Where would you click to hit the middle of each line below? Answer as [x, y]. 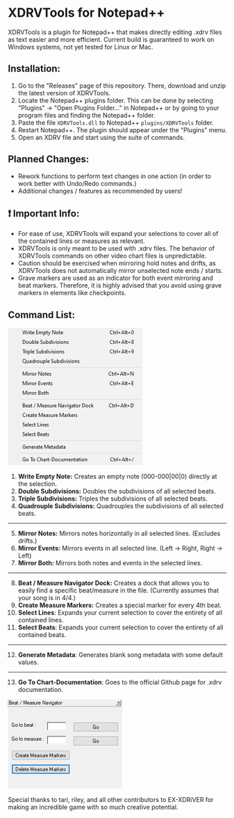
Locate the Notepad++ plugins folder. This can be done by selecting [116, 100]
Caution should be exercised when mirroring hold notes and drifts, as [117, 263]
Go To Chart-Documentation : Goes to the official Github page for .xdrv [120, 682]
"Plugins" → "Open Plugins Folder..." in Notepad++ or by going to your [118, 108]
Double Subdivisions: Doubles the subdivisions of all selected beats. [117, 491]
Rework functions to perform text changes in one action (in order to [114, 176]
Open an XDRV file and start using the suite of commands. [101, 137]
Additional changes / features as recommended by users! [100, 191]
